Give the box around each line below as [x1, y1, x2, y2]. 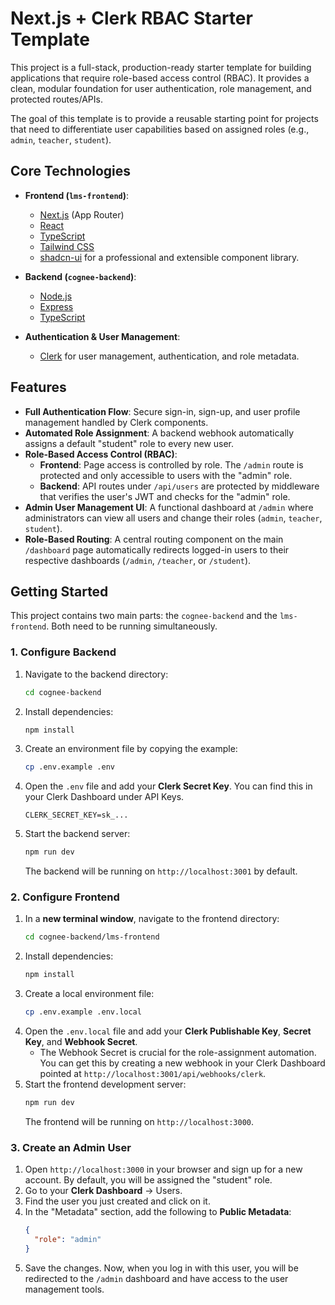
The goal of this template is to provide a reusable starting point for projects [10, 112, 319, 124]
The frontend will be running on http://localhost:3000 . [24, 1115, 254, 1127]
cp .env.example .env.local [24, 1007, 142, 1017]
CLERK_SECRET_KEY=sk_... [24, 810, 129, 821]
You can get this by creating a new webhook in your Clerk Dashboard [39, 1057, 326, 1069]
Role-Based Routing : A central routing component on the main [24, 533, 284, 545]
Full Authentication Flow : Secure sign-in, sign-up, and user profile [24, 405, 301, 417]
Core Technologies [10, 163, 132, 180]
